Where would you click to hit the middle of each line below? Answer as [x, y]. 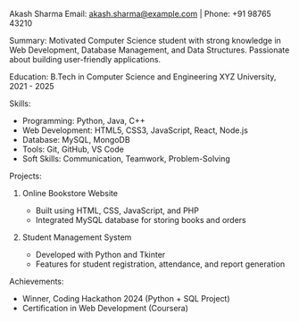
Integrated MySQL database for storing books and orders [141, 220]
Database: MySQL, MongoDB [76, 140]
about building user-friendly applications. [85, 59]
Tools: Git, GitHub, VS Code [73, 149]
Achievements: [37, 281]
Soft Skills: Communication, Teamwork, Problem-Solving [126, 159]
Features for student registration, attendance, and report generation [160, 264]
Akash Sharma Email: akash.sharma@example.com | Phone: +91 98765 [141, 14]
